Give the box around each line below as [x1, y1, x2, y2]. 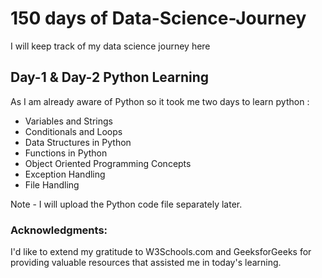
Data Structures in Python [24, 136, 132, 148]
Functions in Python [24, 147, 108, 159]
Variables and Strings [24, 115, 113, 127]
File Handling [24, 178, 80, 191]
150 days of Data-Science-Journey [10, 7, 307, 30]
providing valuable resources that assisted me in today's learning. [10, 257, 282, 269]
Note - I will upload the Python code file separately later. [10, 198, 243, 210]
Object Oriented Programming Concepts [24, 157, 192, 169]
